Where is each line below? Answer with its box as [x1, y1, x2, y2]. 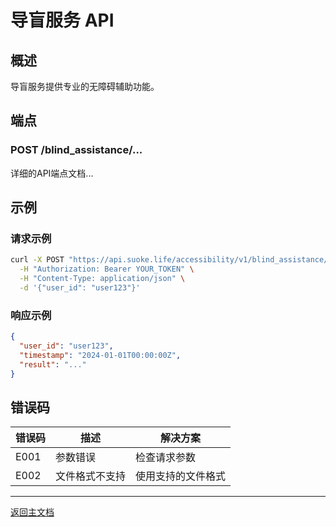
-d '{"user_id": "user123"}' [19, 283, 141, 293]
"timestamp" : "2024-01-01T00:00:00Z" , [19, 350, 182, 360]
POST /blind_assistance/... [10, 143, 143, 157]
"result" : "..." [19, 359, 87, 370]
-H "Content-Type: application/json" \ [19, 274, 186, 284]
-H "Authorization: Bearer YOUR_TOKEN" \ [19, 264, 195, 275]
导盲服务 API [10, 9, 115, 32]
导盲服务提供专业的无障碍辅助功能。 [10, 81, 160, 92]
